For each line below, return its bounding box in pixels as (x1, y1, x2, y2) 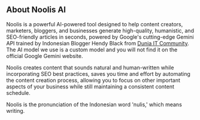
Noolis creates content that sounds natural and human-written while (6, 64, 174, 71)
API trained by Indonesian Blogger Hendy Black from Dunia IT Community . (6, 39, 190, 47)
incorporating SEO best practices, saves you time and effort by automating (6, 70, 190, 77)
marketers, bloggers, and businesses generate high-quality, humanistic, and (6, 27, 195, 34)
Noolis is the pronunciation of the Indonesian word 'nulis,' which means (6, 101, 183, 108)
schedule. (6, 89, 31, 96)
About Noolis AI (6, 5, 66, 15)
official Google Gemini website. (6, 52, 83, 59)
